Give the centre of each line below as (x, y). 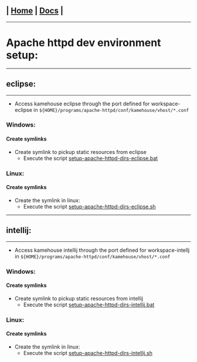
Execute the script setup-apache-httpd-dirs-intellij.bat (89, 305)
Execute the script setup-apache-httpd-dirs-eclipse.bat (91, 158)
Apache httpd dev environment (84, 43)
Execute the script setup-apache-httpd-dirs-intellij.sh (88, 353)
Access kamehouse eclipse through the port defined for (82, 104)
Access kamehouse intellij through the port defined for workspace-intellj (102, 250)
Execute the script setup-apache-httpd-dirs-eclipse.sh (90, 206)
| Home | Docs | (35, 11)
